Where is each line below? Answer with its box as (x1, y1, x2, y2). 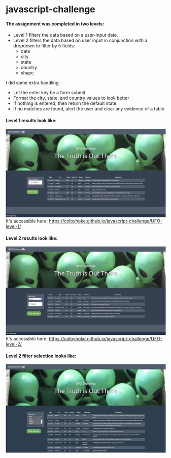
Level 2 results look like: (6, 235, 58, 241)
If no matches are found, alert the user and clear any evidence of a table (13, 106, 164, 112)
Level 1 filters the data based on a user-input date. (13, 32, 118, 38)
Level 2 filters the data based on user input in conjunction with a (13, 37, 148, 44)
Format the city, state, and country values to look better (13, 95, 129, 101)
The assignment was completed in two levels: (6, 20, 105, 26)
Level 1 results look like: (6, 117, 57, 123)
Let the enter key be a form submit (13, 90, 86, 96)
